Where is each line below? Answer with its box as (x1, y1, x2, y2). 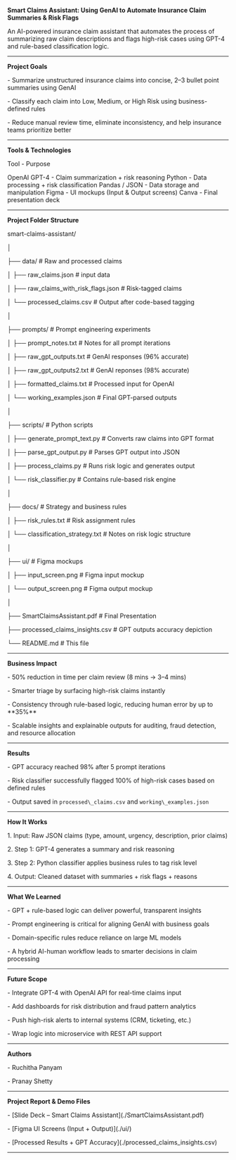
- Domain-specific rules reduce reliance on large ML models (7, 933, 182, 942)
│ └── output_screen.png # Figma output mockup (7, 585, 153, 592)
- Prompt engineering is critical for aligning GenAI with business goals (7, 920, 209, 928)
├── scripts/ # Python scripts (7, 420, 93, 429)
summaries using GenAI (7, 84, 77, 92)
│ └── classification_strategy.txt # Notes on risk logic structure (7, 530, 191, 538)
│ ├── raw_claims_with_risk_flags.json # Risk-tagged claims (7, 285, 183, 292)
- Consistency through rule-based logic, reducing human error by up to (7, 700, 214, 709)
